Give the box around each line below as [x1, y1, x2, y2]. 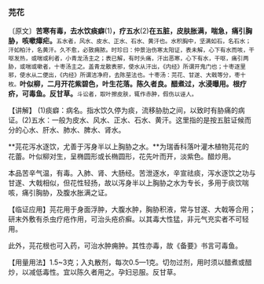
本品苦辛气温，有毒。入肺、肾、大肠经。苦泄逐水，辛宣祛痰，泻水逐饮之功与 [8, 169, 256, 178]
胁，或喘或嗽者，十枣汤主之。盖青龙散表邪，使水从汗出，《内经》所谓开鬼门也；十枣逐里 [8, 63, 246, 71]
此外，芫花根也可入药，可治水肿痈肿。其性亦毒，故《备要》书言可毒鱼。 [8, 241, 242, 250]
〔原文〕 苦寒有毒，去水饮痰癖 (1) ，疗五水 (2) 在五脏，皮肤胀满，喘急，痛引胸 [8, 26, 253, 36]
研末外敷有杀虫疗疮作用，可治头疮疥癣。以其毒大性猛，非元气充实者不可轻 [8, 214, 249, 224]
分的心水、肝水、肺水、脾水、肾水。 [8, 126, 126, 135]
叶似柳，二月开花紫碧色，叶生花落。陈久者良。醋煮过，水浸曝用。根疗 [19, 79, 247, 89]
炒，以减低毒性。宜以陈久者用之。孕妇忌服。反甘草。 [8, 268, 181, 277]
